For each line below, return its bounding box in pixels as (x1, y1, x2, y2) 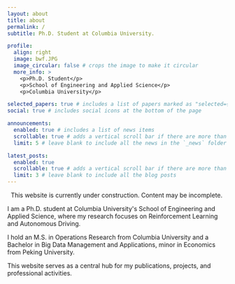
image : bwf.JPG (13, 55, 58, 63)
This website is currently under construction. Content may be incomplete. (10, 191, 223, 199)
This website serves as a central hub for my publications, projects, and (7, 262, 211, 270)
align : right (13, 49, 52, 56)
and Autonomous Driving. (7, 219, 81, 228)
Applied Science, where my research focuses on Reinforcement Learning (7, 212, 218, 220)
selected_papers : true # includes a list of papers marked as (7, 101, 192, 108)
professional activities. (7, 269, 72, 277)
